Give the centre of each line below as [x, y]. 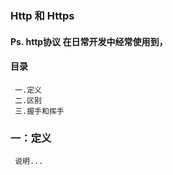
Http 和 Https [42, 15]
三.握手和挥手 [39, 111]
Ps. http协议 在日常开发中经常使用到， [89, 41]
